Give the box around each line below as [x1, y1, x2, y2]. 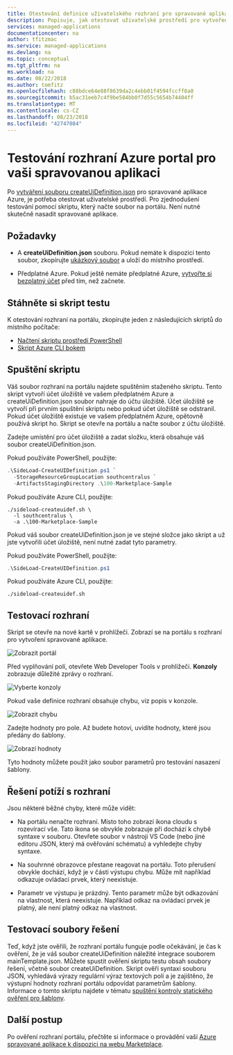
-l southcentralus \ [13, 512, 73, 519]
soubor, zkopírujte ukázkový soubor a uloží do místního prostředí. [17, 256, 205, 264]
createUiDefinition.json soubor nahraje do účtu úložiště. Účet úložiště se [7, 397, 214, 405]
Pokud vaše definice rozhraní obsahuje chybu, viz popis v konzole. [7, 697, 198, 705]
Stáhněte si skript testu [7, 297, 110, 309]
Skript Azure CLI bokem [17, 344, 85, 352]
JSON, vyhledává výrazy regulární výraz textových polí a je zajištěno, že [7, 972, 214, 980]
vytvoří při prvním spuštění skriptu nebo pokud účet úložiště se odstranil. [7, 404, 216, 412]
